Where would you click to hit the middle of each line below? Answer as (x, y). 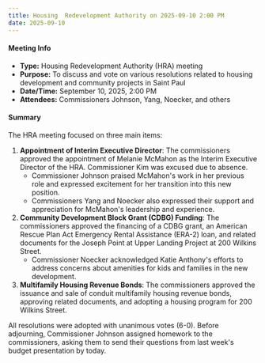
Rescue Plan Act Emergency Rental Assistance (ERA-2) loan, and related (138, 234)
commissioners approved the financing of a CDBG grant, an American (133, 225)
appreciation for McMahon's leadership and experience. (123, 209)
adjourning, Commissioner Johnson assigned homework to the (111, 334)
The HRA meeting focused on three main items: (85, 134)
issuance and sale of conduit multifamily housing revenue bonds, (125, 293)
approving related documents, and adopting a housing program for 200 (136, 301)
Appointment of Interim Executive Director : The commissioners (125, 150)
